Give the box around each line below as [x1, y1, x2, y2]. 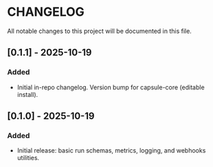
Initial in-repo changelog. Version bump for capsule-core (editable [16, 83, 205, 91]
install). [16, 90, 38, 98]
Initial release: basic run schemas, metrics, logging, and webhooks [16, 146, 206, 155]
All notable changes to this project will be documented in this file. [7, 27, 192, 35]
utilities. [16, 154, 40, 162]
